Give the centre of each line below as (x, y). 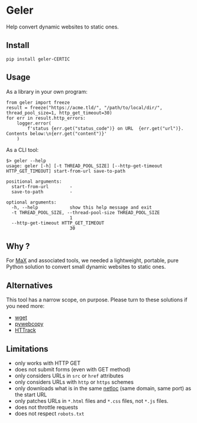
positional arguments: (34, 182)
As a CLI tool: (22, 150)
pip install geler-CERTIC (38, 59)
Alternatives (30, 285)
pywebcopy (29, 324)
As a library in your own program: (47, 91)
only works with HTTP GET (48, 363)
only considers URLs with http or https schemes (74, 382)
